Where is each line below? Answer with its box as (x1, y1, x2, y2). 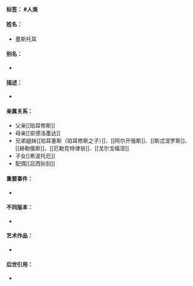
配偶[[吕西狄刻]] (15, 160, 56, 167)
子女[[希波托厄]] (15, 152, 56, 160)
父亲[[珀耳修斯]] (15, 122, 56, 129)
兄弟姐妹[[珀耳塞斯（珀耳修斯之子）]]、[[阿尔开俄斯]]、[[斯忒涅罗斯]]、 (15, 137, 191, 145)
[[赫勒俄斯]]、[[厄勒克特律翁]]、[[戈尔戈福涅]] (15, 145, 129, 152)
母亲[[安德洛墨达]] (15, 129, 61, 137)
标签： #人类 (6, 5, 38, 13)
